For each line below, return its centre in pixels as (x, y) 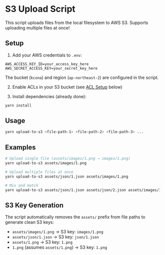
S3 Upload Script (40, 9)
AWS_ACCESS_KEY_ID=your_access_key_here (47, 64)
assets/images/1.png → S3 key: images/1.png (58, 232)
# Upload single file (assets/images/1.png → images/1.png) (68, 159)
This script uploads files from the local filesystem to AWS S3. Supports (77, 23)
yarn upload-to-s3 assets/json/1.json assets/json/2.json (66, 190)
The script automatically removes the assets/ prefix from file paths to (75, 217)
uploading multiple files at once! (38, 27)
